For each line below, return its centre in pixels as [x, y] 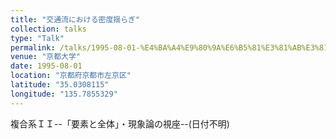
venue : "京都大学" [46, 57]
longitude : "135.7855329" [64, 94]
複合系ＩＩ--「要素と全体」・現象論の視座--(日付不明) [120, 123]
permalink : [33, 47]
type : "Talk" [37, 38]
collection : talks [48, 29]
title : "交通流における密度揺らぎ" [75, 19]
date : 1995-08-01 [46, 66]
